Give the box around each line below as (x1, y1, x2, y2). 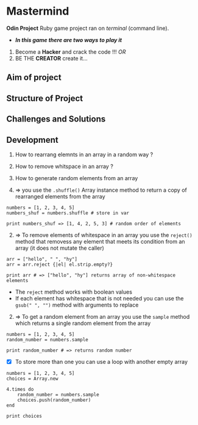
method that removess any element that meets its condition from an (15, 238, 185, 245)
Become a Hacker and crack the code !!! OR (15, 48, 126, 56)
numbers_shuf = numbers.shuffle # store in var (6, 209, 130, 216)
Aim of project (6, 72, 62, 83)
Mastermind (6, 4, 69, 18)
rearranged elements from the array (15, 192, 105, 200)
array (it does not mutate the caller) (15, 244, 105, 252)
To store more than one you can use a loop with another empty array (15, 358, 188, 365)
